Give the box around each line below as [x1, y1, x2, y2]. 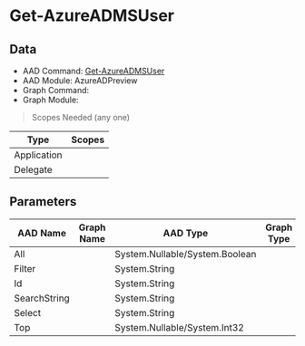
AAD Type [162, 226, 209, 239]
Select [14, 306, 42, 319]
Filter [14, 262, 36, 274]
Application [14, 149, 63, 161]
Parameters [9, 194, 77, 209]
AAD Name [17, 226, 66, 239]
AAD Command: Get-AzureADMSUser [22, 65, 165, 76]
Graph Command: [22, 85, 90, 95]
